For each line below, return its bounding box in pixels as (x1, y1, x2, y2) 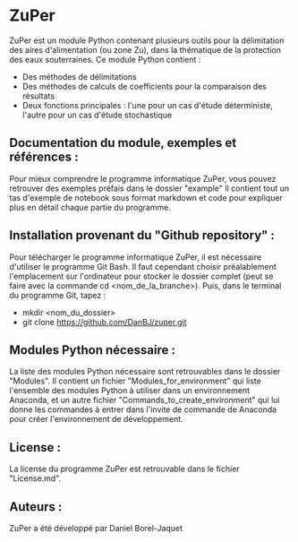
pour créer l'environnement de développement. (9, 414, 183, 425)
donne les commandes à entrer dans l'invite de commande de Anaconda (9, 404, 277, 415)
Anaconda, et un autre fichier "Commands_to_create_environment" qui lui (9, 395, 280, 406)
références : (9, 150, 79, 165)
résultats (21, 90, 55, 101)
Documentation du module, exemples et (9, 135, 237, 151)
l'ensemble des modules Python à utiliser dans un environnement (9, 385, 251, 396)
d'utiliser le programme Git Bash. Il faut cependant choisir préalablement (9, 261, 277, 271)
